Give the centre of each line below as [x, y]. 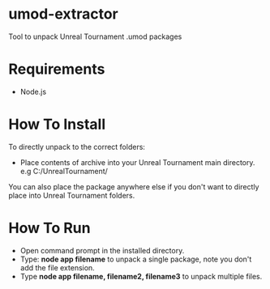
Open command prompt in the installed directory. [102, 250]
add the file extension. [57, 267]
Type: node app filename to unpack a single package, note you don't [136, 259]
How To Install [57, 124]
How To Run [49, 228]
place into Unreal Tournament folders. [72, 195]
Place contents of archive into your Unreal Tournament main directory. [137, 162]
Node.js [33, 91]
